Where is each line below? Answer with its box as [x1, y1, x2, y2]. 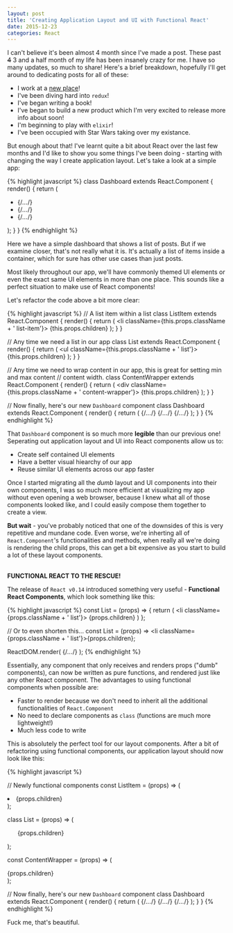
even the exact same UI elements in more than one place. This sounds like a [7, 275, 225, 284]
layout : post [7, 10, 45, 17]
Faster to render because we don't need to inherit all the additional [17, 696, 208, 705]
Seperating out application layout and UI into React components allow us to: [7, 437, 224, 445]
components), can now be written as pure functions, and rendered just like [7, 669, 221, 677]
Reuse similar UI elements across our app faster [17, 465, 155, 474]
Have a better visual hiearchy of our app [17, 458, 132, 466]
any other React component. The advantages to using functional [7, 676, 191, 684]
